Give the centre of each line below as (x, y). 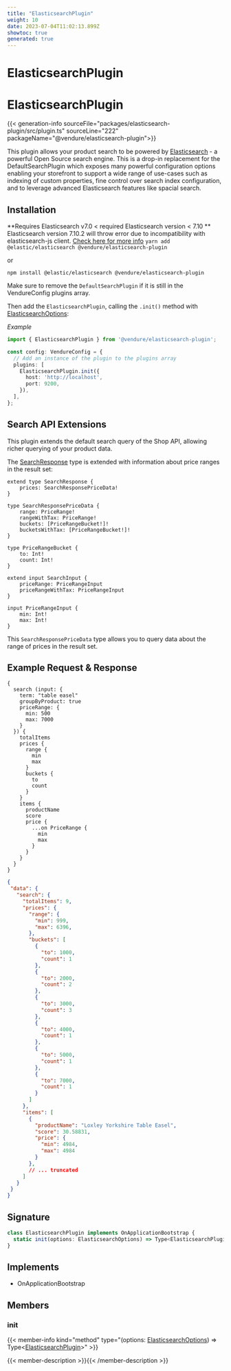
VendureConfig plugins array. (49, 293)
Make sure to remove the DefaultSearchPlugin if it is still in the (95, 285)
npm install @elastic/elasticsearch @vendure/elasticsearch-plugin (106, 273)
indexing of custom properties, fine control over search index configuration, (114, 181)
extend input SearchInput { (47, 578)
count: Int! (36, 560)
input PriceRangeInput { (43, 608)
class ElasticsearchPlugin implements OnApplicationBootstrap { (101, 1233)
